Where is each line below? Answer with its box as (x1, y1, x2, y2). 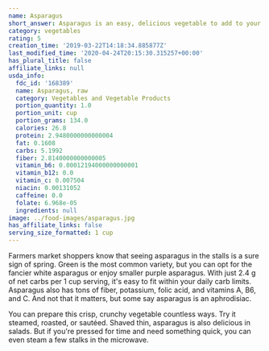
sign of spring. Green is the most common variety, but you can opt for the (8, 259, 252, 269)
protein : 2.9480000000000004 (15, 131, 114, 139)
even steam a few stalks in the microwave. (8, 335, 149, 345)
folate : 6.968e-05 (15, 199, 78, 207)
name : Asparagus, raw (15, 86, 89, 95)
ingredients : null (15, 206, 78, 214)
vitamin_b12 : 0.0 (15, 169, 74, 177)
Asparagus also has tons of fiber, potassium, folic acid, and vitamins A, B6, (8, 285, 256, 295)
